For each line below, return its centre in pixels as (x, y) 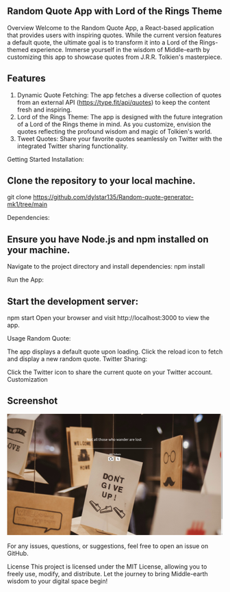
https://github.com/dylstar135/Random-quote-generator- (113, 197)
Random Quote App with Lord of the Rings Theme (115, 11)
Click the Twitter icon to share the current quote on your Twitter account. (110, 372)
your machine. (39, 250)
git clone (20, 197)
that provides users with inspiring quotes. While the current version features (114, 35)
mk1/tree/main (27, 204)
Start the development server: (73, 301)
